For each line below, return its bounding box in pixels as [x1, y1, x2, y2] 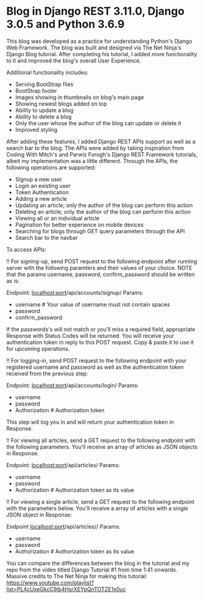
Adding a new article [15, 195, 68, 202]
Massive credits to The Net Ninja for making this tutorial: [6, 572, 147, 579]
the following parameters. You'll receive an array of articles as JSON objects [6, 443, 198, 450]
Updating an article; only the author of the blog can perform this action [15, 201, 193, 209]
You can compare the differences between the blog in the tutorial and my [6, 559, 190, 567]
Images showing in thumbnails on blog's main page [15, 93, 144, 101]
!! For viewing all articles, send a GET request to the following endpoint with [6, 437, 196, 444]
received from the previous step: [6, 369, 88, 377]
